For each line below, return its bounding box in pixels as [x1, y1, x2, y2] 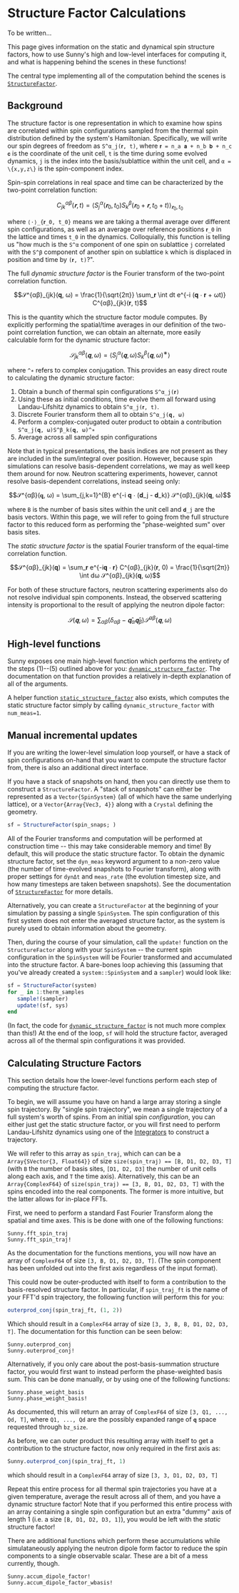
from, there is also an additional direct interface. [7, 764, 148, 772]
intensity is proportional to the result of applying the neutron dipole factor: [7, 600, 225, 609]
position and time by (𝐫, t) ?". [7, 255, 95, 263]
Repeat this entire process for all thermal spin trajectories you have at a [7, 1485, 218, 1493]
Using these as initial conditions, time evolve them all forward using [17, 395, 216, 403]
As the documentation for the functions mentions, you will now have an [7, 1249, 217, 1258]
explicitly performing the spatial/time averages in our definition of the [7, 320, 211, 329]
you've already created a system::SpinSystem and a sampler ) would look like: [7, 968, 232, 976]
